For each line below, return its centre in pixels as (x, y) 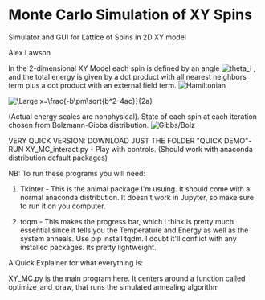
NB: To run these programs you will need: (77, 173)
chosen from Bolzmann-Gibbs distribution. (79, 125)
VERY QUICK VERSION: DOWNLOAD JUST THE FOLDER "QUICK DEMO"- (130, 140)
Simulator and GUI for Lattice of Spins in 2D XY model (98, 37)
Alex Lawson (29, 52)
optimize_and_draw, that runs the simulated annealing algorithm (114, 286)
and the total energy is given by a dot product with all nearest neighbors (127, 76)
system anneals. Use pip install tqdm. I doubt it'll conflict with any (128, 238)
